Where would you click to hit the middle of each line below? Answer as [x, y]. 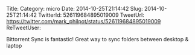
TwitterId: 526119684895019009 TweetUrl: [91, 15]
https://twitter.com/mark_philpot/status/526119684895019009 [84, 21]
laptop [14, 45]
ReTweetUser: [24, 27]
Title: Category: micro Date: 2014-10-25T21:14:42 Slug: [75, 9]
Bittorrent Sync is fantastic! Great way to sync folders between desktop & [97, 39]
